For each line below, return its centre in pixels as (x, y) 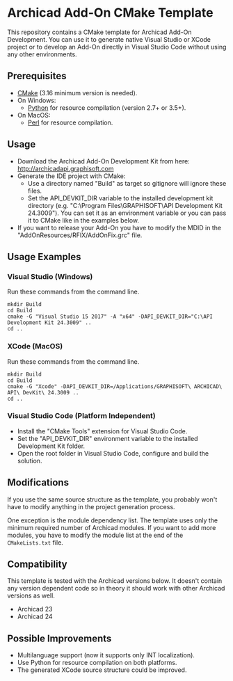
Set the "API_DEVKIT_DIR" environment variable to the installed (107, 438)
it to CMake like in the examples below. (83, 220)
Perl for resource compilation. (70, 122)
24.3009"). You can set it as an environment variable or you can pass (127, 213)
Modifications (38, 482)
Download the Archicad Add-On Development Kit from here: (103, 161)
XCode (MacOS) (35, 346)
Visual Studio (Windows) (50, 276)
